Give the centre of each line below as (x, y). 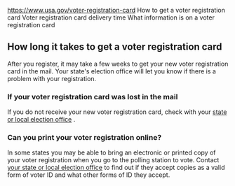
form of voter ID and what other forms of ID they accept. (89, 175)
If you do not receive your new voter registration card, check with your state (117, 112)
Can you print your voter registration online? (85, 138)
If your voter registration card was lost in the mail (93, 96)
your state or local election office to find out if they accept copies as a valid (116, 168)
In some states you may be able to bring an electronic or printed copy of (112, 152)
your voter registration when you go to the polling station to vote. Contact (113, 160)
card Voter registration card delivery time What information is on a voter (111, 17)
